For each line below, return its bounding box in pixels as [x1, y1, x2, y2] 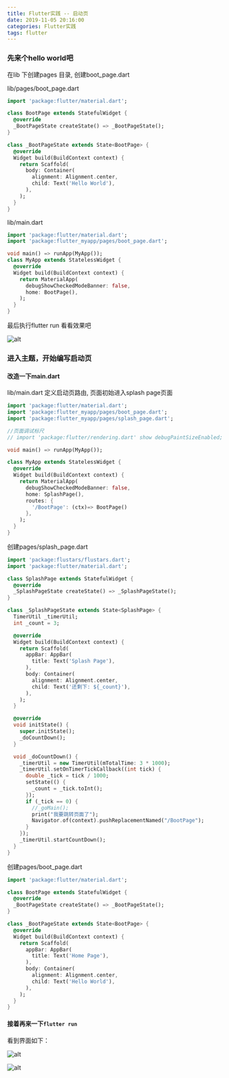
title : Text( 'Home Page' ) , [32, 953, 109, 959]
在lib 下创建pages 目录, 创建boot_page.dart [7, 70, 130, 79]
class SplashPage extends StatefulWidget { [7, 575, 134, 582]
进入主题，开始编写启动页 [7, 353, 92, 363]
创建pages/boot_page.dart [7, 862, 83, 871]
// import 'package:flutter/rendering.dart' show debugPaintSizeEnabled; [7, 434, 223, 441]
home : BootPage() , [25, 289, 78, 296]
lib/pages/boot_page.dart [7, 84, 79, 92]
